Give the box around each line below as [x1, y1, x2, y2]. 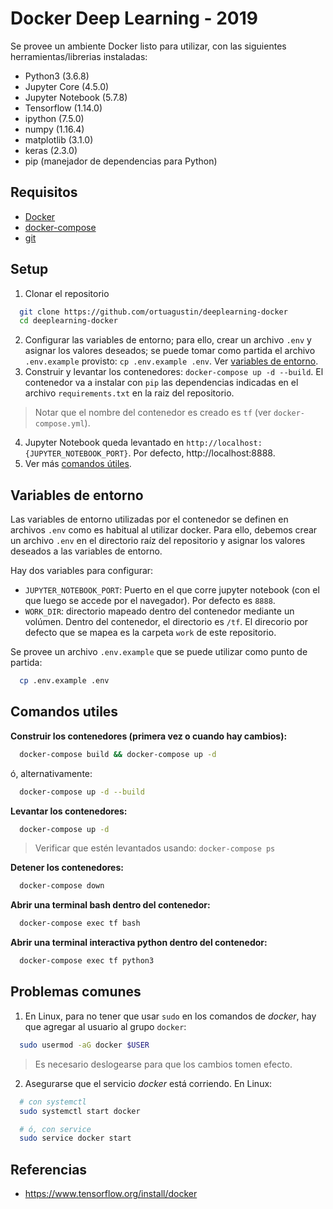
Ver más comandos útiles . [24, 458, 132, 470]
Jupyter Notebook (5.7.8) [24, 91, 128, 103]
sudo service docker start [19, 1133, 132, 1144]
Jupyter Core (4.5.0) [24, 80, 110, 92]
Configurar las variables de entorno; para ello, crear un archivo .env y [24, 334, 312, 346]
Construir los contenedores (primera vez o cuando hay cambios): [10, 730, 288, 742]
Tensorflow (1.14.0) [24, 102, 103, 114]
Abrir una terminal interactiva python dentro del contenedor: [10, 937, 268, 949]
